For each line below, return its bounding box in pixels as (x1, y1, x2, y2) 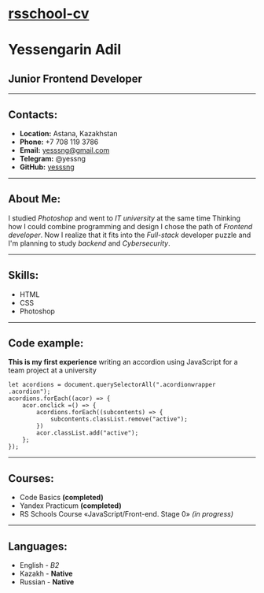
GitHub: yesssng (19, 162, 75, 172)
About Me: (8, 192, 61, 206)
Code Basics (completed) (19, 493, 104, 502)
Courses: (8, 472, 55, 485)
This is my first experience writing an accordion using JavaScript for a (8, 358, 238, 367)
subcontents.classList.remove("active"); (49, 415, 189, 424)
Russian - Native (19, 577, 75, 587)
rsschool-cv (8, 5, 90, 23)
